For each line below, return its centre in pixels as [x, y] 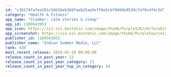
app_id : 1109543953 [26, 24]
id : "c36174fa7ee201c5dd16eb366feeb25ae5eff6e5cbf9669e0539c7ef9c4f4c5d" [85, 10]
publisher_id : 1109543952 [33, 38]
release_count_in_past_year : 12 [39, 57]
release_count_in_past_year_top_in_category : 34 [58, 66]
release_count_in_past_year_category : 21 [50, 62]
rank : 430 [16, 48]
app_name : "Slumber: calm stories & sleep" [52, 19]
